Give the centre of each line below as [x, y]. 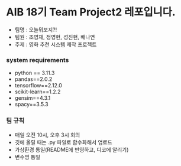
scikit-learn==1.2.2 [38, 92]
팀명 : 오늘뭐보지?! [36, 30]
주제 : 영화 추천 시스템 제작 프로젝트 [56, 44]
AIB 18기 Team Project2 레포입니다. [91, 12]
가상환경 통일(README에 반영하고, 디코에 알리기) [72, 149]
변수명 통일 [28, 157]
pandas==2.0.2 [33, 79]
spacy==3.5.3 [31, 105]
